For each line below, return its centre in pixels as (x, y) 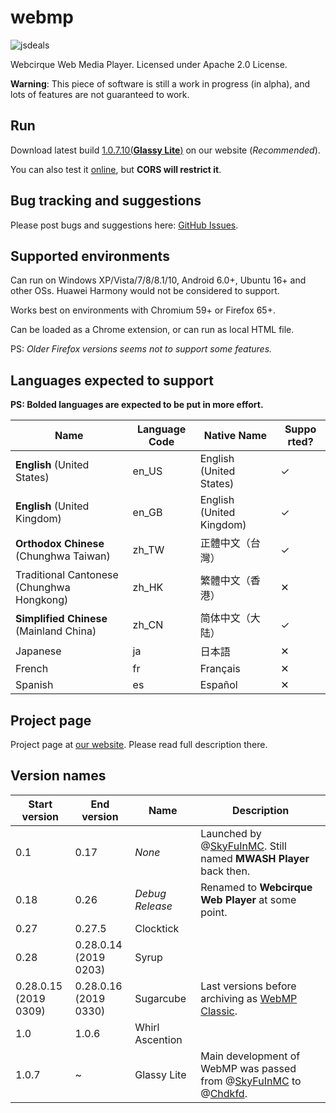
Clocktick (157, 928)
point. (214, 912)
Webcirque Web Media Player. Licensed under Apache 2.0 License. (149, 64)
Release (153, 906)
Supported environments (90, 256)
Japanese (38, 651)
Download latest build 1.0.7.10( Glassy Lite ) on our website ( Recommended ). (165, 150)
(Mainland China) (56, 631)
